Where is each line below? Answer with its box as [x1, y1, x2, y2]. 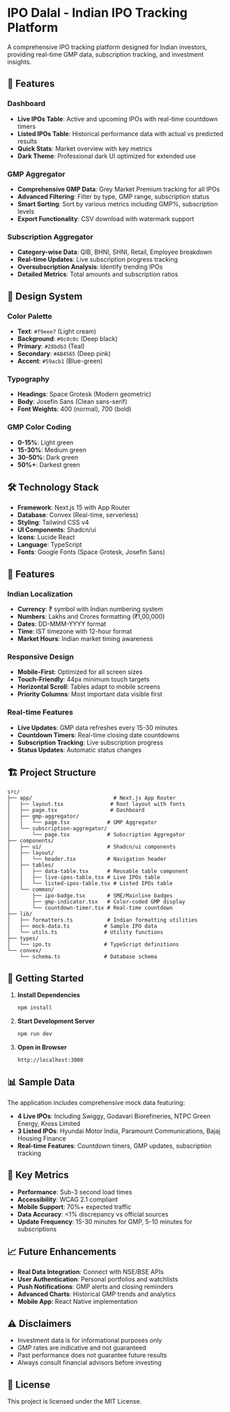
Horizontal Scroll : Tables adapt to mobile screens [17, 682, 160, 691]
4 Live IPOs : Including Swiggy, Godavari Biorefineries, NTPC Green [17, 1111, 211, 1120]
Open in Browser [17, 1043, 68, 1051]
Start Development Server [17, 1017, 95, 1026]
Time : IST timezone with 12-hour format [17, 627, 132, 636]
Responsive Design [7, 652, 75, 661]
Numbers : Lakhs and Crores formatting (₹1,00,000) [17, 613, 165, 620]
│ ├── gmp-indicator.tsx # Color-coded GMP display [7, 899, 186, 906]
